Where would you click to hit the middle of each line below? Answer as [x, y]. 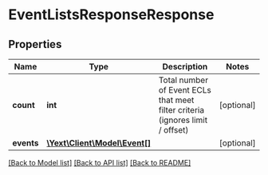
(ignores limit [183, 120]
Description [185, 67]
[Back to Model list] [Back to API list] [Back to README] [100, 163]
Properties [35, 44]
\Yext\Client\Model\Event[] [99, 143]
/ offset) [173, 130]
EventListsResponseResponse [111, 15]
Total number [183, 80]
